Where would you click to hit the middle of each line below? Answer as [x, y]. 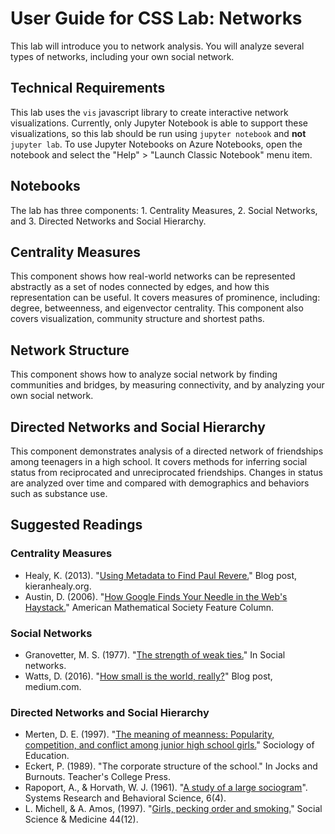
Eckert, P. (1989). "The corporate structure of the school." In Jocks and [171, 766]
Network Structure [70, 350]
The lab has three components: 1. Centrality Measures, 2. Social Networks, [164, 210]
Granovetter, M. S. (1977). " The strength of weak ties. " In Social [155, 654]
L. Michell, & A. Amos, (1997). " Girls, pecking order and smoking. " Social [173, 809]
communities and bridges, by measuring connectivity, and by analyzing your [167, 385]
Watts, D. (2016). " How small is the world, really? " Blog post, [148, 676]
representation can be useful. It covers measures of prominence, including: [165, 298]
